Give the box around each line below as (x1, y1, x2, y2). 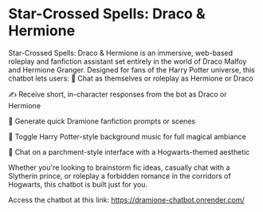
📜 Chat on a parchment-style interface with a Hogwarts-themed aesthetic (8, 147, 250, 156)
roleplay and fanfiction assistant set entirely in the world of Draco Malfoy (8, 57, 247, 66)
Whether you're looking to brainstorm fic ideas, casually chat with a (8, 163, 230, 172)
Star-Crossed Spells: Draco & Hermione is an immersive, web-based (8, 48, 234, 57)
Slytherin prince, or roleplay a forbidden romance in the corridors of (8, 171, 231, 180)
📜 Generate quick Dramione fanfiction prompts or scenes (8, 116, 196, 126)
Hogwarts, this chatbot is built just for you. (8, 179, 148, 189)
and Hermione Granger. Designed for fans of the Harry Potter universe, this (8, 65, 255, 74)
